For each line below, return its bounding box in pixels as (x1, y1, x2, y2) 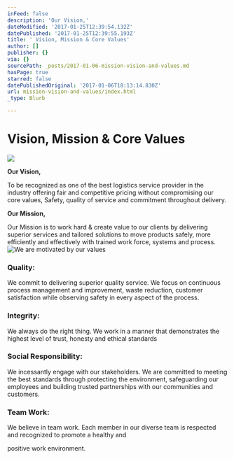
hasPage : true (7, 69, 49, 76)
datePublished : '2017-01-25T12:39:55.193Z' (7, 29, 137, 37)
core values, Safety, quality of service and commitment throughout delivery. (7, 195, 226, 204)
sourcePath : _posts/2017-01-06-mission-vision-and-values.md (7, 62, 190, 69)
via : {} (7, 56, 30, 63)
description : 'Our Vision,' (7, 17, 90, 24)
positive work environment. (7, 444, 86, 453)
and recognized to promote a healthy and (7, 431, 127, 439)
